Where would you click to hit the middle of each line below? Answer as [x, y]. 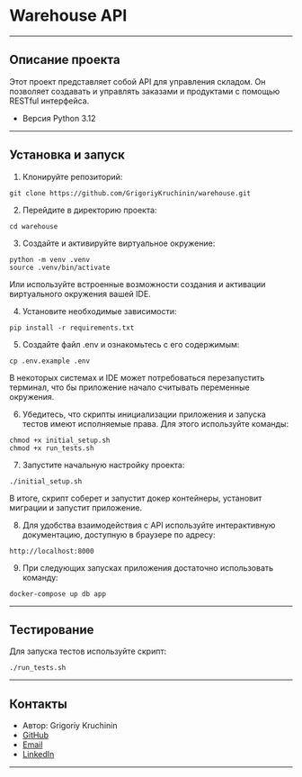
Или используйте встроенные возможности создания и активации [138, 284]
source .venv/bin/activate [60, 267]
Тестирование [52, 630]
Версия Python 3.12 [59, 118]
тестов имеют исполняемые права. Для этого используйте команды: [155, 423]
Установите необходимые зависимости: [99, 311]
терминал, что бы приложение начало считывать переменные [129, 387]
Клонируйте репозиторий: [72, 176]
